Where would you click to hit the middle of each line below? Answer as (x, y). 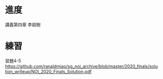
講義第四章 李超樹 (23, 25)
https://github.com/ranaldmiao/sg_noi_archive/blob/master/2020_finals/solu (81, 66)
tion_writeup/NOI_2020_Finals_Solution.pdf (48, 71)
